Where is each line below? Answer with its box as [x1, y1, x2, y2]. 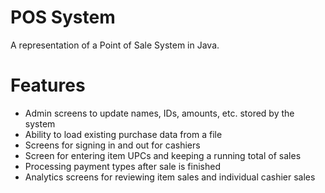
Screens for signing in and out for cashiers [24, 139, 201, 151]
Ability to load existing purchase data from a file [24, 128, 223, 140]
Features [10, 74, 86, 97]
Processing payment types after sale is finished [24, 160, 222, 172]
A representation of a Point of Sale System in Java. [10, 39, 220, 51]
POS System [10, 6, 116, 29]
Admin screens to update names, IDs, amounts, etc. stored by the [24, 107, 295, 119]
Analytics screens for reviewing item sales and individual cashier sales [24, 171, 316, 183]
